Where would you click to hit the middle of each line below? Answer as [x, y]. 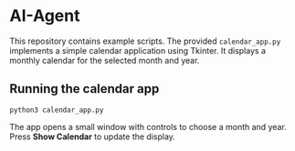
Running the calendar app [84, 89]
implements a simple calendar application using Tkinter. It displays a [138, 50]
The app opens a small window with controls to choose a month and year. [148, 126]
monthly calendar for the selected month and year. [105, 60]
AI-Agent [45, 16]
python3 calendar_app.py [57, 110]
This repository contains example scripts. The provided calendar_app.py [145, 41]
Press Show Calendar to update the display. [93, 136]
